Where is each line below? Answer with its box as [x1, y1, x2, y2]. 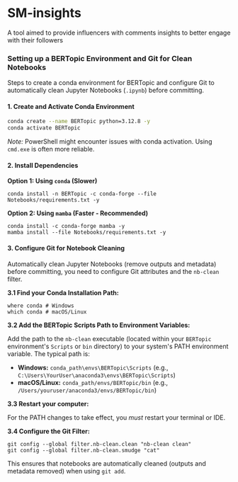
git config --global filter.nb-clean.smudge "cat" [7, 447, 160, 454]
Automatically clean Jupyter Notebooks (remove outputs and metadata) [7, 260, 217, 268]
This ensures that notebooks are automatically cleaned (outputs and [7, 459, 207, 468]
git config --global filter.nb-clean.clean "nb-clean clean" [7, 440, 192, 447]
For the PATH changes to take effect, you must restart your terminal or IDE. [7, 413, 225, 422]
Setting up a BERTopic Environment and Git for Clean [7, 53, 193, 63]
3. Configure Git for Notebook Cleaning [7, 243, 125, 252]
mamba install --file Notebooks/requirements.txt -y [7, 229, 166, 236]
